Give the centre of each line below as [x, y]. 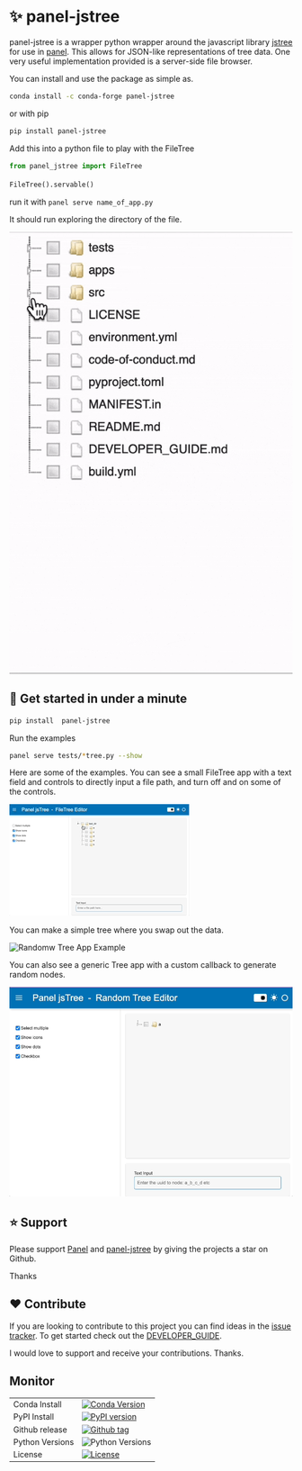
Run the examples [43, 738]
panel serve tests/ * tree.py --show [76, 755]
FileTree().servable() [52, 185]
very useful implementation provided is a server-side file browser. [131, 61]
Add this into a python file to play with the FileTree [102, 148]
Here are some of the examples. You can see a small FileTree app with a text [151, 772]
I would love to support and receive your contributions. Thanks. [127, 1353]
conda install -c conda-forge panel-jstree [92, 96]
